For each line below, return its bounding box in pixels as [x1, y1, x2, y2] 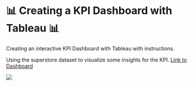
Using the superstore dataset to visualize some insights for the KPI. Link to [6, 56, 187, 63]
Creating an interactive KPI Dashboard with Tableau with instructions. [6, 44, 175, 52]
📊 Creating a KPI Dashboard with [6, 4, 172, 18]
